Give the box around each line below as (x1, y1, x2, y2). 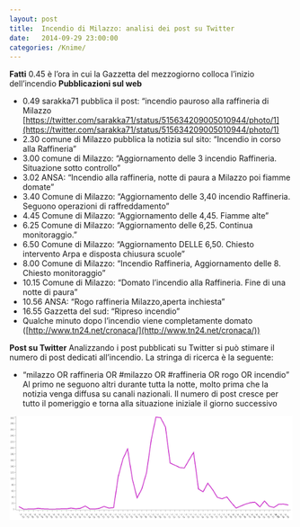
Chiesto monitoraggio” (22, 268, 106, 279)
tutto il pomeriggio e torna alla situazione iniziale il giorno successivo (22, 398, 278, 409)
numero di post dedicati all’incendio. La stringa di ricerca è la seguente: (9, 352, 274, 363)
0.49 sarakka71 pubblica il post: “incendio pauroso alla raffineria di (22, 95, 269, 107)
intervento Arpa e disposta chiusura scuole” (22, 248, 186, 260)
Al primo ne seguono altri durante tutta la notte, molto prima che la (22, 379, 269, 390)
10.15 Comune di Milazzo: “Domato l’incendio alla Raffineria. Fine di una (22, 277, 286, 288)
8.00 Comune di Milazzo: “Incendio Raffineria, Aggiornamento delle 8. (22, 258, 281, 269)
